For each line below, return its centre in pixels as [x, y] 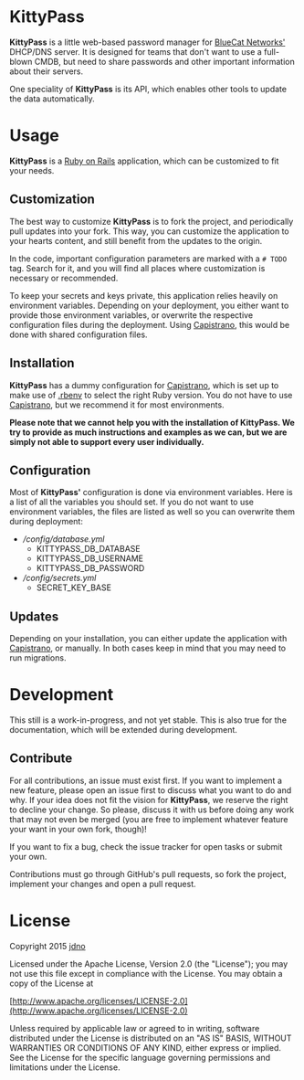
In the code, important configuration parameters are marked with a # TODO [148, 259]
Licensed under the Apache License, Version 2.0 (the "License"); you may [149, 964]
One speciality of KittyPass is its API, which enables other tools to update [148, 89]
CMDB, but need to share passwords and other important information [164, 61]
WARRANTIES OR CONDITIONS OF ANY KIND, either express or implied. [145, 1047]
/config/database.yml [63, 539]
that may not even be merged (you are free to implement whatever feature [149, 819]
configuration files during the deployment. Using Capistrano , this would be [150, 324]
